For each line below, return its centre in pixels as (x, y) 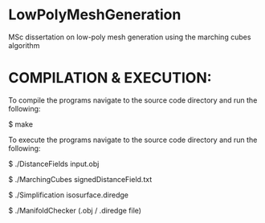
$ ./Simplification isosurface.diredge (68, 195)
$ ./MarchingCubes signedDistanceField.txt (80, 179)
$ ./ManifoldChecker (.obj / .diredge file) (75, 210)
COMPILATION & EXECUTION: (110, 78)
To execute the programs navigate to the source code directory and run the (133, 140)
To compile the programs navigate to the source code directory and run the (133, 100)
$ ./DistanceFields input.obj (54, 164)
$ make (21, 124)
